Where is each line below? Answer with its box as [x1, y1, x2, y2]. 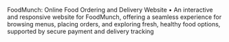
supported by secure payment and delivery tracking [7, 27, 155, 35]
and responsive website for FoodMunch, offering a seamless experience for [7, 13, 222, 21]
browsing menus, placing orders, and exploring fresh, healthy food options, [7, 20, 221, 28]
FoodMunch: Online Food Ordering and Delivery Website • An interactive [7, 6, 213, 14]
